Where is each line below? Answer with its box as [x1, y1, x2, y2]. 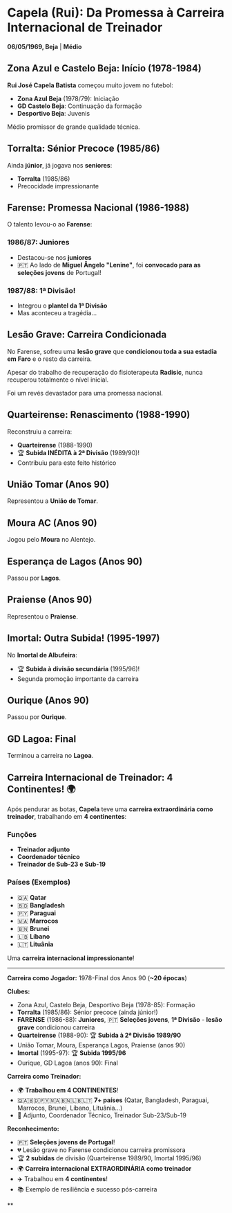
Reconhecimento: [7, 1124, 60, 1133]
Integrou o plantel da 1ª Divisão [17, 301, 108, 310]
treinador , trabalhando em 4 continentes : [7, 813, 127, 821]
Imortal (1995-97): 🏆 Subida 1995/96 [17, 1048, 126, 1057]
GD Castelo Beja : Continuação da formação [17, 102, 142, 110]
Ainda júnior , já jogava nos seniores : [7, 161, 113, 169]
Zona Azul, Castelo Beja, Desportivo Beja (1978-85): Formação [17, 1000, 195, 1009]
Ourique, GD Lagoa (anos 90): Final [17, 1059, 119, 1067]
